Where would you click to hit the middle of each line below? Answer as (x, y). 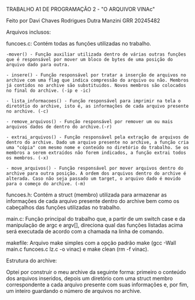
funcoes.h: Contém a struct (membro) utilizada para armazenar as (87, 195)
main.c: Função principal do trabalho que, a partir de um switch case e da (96, 219)
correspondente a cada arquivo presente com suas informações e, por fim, (97, 285)
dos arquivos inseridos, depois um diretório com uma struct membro (90, 278)
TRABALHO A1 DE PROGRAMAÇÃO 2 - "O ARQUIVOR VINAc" (81, 9)
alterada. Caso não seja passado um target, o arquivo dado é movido (94, 179)
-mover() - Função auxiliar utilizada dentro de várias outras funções (96, 54)
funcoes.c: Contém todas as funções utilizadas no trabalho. (79, 43)
